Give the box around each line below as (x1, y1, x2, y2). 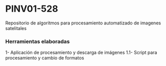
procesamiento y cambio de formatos (5, 55, 84, 61)
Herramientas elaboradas (5, 38, 70, 45)
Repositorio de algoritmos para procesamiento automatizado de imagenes (5, 20, 161, 26)
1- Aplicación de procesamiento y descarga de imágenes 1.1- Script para (5, 49, 157, 56)
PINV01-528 (5, 3, 58, 15)
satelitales (5, 25, 27, 31)
